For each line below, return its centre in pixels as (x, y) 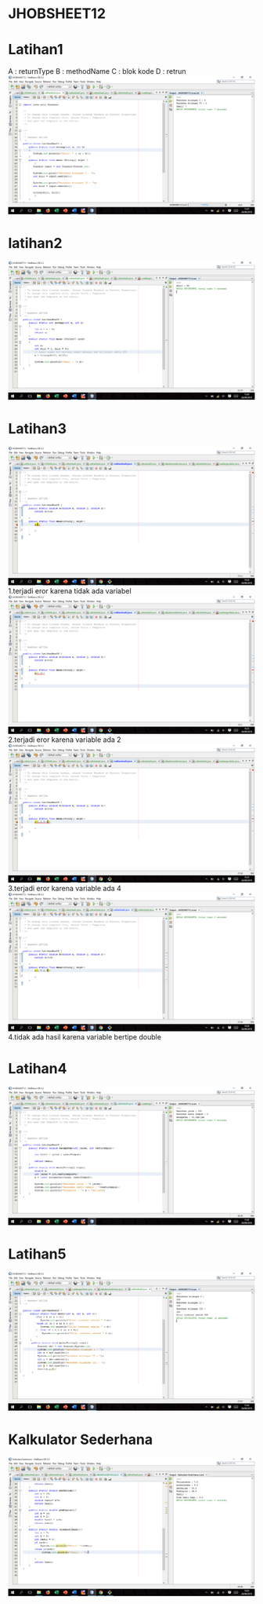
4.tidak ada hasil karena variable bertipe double (85, 1037)
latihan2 (35, 243)
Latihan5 (37, 1254)
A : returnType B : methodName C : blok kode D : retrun (97, 71)
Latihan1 (36, 50)
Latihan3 (38, 429)
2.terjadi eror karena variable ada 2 (65, 740)
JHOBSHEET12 (57, 14)
